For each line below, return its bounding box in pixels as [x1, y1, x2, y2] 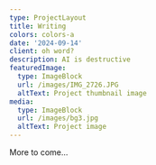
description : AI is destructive [9, 55, 131, 64]
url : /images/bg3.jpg [17, 114, 99, 123]
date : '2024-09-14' [9, 38, 83, 48]
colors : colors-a [9, 30, 75, 39]
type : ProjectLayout [9, 13, 87, 23]
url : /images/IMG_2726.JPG [17, 80, 119, 89]
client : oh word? [9, 47, 75, 56]
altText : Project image [17, 123, 106, 132]
